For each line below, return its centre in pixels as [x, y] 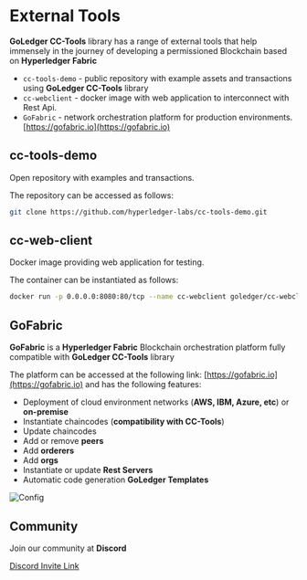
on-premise [45, 412]
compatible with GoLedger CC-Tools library [92, 357]
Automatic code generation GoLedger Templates [116, 480]
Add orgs [41, 460]
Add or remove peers [63, 441]
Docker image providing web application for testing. [107, 262]
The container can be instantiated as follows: [94, 280]
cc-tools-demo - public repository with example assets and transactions [157, 78]
